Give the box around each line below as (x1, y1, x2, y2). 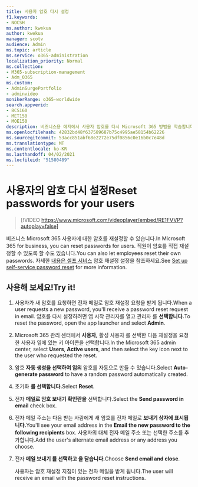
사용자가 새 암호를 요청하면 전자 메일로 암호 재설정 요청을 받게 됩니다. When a (14, 299, 192, 306)
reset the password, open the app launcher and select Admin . (14, 319, 166, 326)
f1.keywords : (6, 14, 38, 20)
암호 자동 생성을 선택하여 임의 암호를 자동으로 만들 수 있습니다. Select (14, 364, 173, 371)
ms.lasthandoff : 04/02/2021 (6, 151, 75, 157)
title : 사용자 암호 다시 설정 (6, 8, 70, 15)
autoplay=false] (20, 223, 59, 230)
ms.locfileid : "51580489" (6, 157, 70, 163)
